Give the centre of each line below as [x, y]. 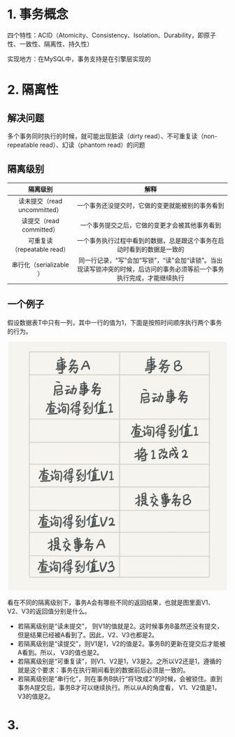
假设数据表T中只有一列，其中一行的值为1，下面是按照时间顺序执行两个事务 [115, 322]
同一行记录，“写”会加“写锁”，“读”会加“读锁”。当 [148, 260]
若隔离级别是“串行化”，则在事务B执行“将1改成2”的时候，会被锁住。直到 [120, 679]
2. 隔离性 [33, 90]
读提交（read [40, 220]
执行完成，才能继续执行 [150, 278]
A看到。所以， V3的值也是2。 [60, 652]
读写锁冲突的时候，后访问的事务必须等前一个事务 [154, 269]
